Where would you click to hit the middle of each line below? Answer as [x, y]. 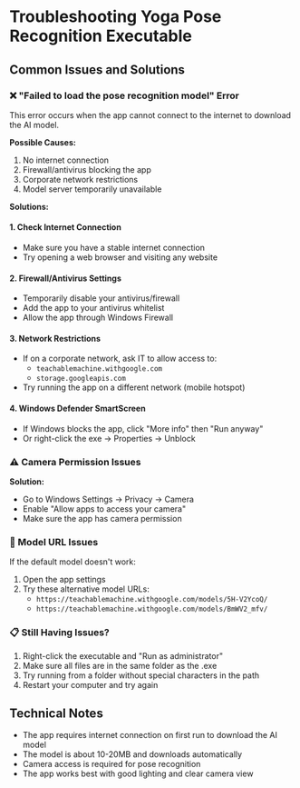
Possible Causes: [43, 142]
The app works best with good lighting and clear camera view [138, 773]
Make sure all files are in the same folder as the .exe [120, 665]
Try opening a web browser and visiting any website [120, 257]
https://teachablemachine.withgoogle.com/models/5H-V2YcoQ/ [152, 600]
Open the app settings [64, 580]
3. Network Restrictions [55, 338]
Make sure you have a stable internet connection [114, 248]
